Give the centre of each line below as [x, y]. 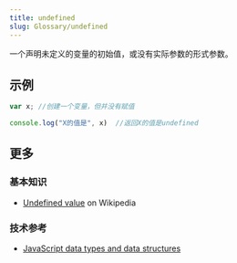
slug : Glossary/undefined [58, 26]
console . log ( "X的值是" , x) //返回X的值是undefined [104, 123]
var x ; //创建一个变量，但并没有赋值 [72, 107]
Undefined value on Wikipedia [79, 203]
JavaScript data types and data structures [102, 248]
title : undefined [42, 18]
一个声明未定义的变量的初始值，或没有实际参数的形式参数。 [121, 53]
